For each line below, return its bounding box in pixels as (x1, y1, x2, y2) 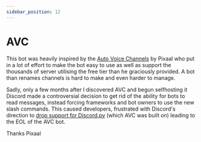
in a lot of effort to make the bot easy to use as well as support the (6, 61, 171, 68)
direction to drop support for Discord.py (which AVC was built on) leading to (6, 111, 196, 118)
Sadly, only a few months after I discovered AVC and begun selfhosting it (6, 86, 188, 93)
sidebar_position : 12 (6, 8, 61, 15)
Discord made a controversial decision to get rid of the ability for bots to (6, 92, 185, 100)
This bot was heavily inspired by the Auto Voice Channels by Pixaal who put (6, 55, 195, 62)
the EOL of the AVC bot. (6, 118, 66, 125)
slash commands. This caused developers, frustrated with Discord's (6, 105, 176, 112)
